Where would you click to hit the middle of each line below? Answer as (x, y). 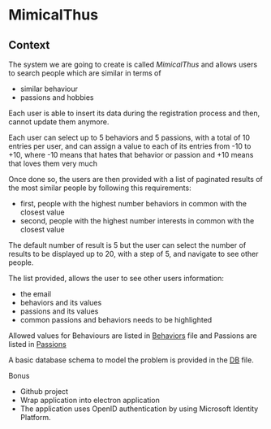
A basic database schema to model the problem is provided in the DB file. (131, 360)
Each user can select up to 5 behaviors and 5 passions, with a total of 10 (129, 137)
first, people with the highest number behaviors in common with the (133, 204)
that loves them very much (53, 163)
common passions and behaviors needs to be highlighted (116, 320)
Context (29, 45)
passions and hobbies (57, 97)
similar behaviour (49, 89)
